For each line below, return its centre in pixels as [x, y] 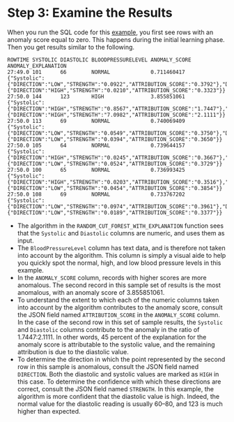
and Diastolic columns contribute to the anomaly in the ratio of [108, 329]
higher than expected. [49, 411]
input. [25, 240]
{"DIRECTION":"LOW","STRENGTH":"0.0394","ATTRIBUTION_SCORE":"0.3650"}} [115, 139]
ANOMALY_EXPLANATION [37, 66]
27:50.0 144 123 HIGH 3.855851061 [96, 96]
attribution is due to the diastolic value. [73, 351]
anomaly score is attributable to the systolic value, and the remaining [116, 344]
